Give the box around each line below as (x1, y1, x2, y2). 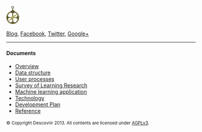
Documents (6, 49, 36, 56)
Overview (14, 63, 39, 70)
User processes (14, 76, 55, 83)
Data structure (14, 69, 51, 76)
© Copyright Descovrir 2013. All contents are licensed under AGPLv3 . (6, 120, 150, 126)
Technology (14, 95, 45, 102)
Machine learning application (14, 88, 87, 95)
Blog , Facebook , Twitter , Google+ (6, 30, 89, 37)
